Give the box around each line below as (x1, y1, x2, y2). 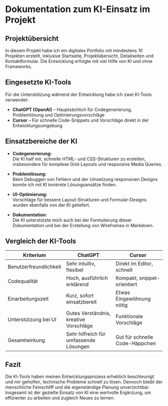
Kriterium (22, 252, 46, 259)
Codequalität (7, 278, 38, 285)
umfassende (66, 337, 96, 344)
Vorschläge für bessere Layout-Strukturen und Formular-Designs (12, 196, 147, 202)
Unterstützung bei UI (7, 316, 56, 323)
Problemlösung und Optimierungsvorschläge (12, 112, 105, 118)
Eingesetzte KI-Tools (5, 78, 71, 86)
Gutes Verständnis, (66, 310, 111, 317)
